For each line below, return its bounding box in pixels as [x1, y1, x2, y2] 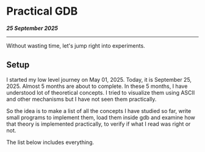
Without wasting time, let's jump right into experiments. [6, 42, 145, 49]
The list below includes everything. [6, 139, 95, 146]
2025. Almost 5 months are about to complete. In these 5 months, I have [6, 82, 188, 90]
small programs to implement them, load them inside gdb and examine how [6, 114, 195, 121]
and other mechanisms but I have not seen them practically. [6, 95, 157, 103]
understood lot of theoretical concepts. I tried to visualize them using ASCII [6, 89, 195, 96]
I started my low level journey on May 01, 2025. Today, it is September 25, [6, 76, 192, 83]
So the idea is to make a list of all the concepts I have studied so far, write [6, 107, 192, 114]
